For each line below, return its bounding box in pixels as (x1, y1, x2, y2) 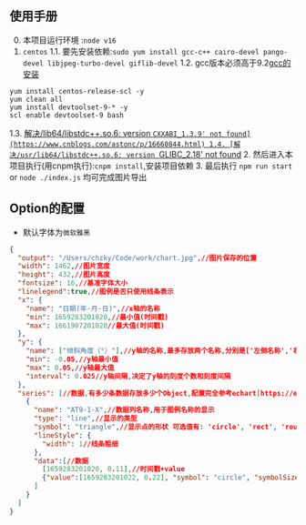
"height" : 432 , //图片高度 (17, 270, 111, 279)
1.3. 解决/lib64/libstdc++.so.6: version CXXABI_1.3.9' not (9, 127, 223, 138)
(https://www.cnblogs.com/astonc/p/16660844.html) (9, 139, 206, 148)
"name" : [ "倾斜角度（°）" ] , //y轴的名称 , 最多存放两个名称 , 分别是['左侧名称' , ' (25, 347, 293, 356)
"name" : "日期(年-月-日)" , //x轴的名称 (25, 304, 161, 313)
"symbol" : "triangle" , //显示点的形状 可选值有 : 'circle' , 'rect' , (33, 422, 278, 431)
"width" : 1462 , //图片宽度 (17, 262, 111, 271)
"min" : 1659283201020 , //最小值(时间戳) (25, 312, 169, 321)
